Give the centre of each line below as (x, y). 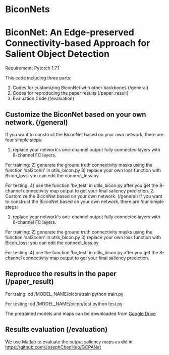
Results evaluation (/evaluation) (57, 329)
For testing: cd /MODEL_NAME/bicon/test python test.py (64, 304)
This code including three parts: (38, 78)
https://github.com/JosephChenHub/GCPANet (53, 347)
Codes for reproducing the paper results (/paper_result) (70, 93)
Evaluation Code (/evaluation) (43, 98)
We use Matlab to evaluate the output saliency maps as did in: (70, 342)
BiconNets (27, 9)
